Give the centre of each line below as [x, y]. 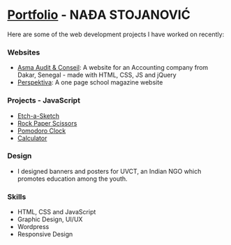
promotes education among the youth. [72, 179]
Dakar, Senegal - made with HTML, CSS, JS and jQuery [97, 75]
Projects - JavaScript [44, 101]
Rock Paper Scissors [47, 123]
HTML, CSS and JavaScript [57, 212]
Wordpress [33, 227]
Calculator [32, 138]
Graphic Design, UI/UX [50, 219]
